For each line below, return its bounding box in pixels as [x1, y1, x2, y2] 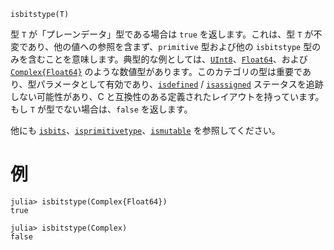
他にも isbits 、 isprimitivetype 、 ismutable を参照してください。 [10, 125, 281, 136]
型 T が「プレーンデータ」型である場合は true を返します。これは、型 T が [10, 28, 314, 40]
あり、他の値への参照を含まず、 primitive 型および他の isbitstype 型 [27, 41, 313, 52]
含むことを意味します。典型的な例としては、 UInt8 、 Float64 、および [27, 53, 308, 65]
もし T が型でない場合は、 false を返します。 [10, 103, 193, 115]
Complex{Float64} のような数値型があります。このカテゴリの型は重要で [10, 66, 303, 77]
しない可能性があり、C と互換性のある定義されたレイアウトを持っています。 [10, 91, 325, 102]
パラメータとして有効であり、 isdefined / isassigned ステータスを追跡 [36, 78, 324, 90]
